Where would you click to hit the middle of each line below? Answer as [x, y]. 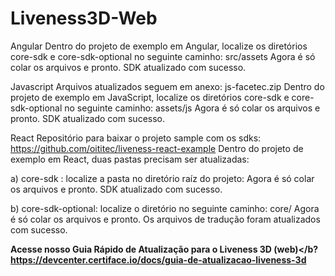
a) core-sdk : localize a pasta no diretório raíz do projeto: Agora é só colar [162, 178]
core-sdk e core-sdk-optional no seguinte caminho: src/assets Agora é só [163, 56]
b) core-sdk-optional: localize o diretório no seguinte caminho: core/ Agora [165, 208]
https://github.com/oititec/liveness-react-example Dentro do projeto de [157, 148]
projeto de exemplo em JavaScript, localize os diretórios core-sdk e [150, 97]
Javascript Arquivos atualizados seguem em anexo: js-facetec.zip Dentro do [167, 86]
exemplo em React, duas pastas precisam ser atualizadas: [130, 159]
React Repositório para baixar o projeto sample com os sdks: [136, 138]
